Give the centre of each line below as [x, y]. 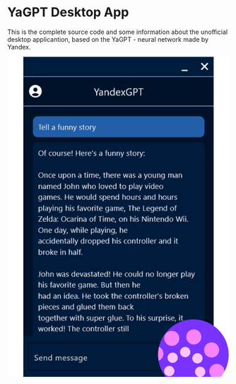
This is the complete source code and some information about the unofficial [118, 32]
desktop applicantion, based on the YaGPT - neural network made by [108, 39]
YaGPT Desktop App [68, 12]
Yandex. [19, 47]
